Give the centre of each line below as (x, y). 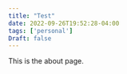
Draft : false (30, 38)
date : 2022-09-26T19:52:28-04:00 (64, 23)
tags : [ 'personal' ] (41, 31)
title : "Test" (32, 16)
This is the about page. (46, 61)
